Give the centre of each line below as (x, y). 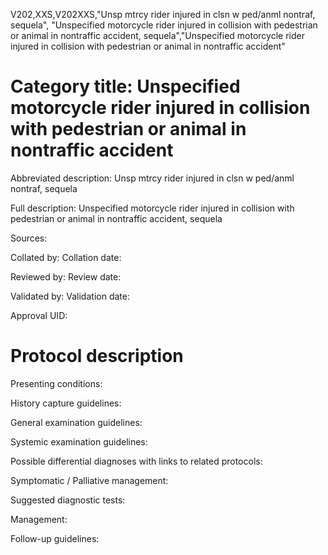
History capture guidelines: (66, 403)
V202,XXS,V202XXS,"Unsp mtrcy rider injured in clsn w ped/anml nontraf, (163, 14)
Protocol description (97, 356)
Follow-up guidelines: (55, 538)
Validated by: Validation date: (70, 296)
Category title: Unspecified (125, 86)
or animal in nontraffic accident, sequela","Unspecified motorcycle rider (157, 35)
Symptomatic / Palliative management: (89, 480)
